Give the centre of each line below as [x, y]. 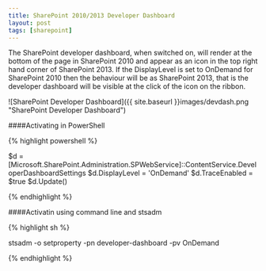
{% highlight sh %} [39, 227]
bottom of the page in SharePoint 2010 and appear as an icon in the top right [133, 61]
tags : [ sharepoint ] [40, 30]
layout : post [30, 23]
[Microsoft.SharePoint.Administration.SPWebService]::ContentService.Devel [133, 165]
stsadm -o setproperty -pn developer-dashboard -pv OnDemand [114, 243]
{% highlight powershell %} [53, 141]
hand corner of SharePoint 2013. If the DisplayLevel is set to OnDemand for [131, 70]
